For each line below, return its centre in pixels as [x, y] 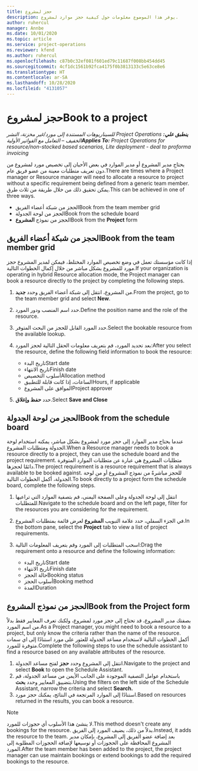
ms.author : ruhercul [32, 56]
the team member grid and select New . [63, 298]
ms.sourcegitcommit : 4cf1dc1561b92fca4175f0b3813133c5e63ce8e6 [86, 66]
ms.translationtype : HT [36, 72]
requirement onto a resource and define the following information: [95, 551]
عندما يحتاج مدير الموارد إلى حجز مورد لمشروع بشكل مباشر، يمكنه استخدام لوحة [95, 441]
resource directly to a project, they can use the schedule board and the [93, 454]
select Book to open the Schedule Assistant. [69, 670]
